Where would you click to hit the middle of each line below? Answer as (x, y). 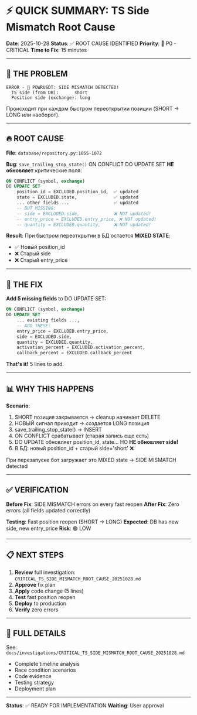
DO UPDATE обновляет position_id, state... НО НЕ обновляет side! (96, 442)
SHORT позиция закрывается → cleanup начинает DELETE (87, 417)
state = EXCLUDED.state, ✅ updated (78, 197)
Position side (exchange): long (51, 97)
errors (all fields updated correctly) (48, 510)
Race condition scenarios (45, 670)
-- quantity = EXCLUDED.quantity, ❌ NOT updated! (84, 225)
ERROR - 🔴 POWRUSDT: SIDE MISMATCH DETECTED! (62, 87)
